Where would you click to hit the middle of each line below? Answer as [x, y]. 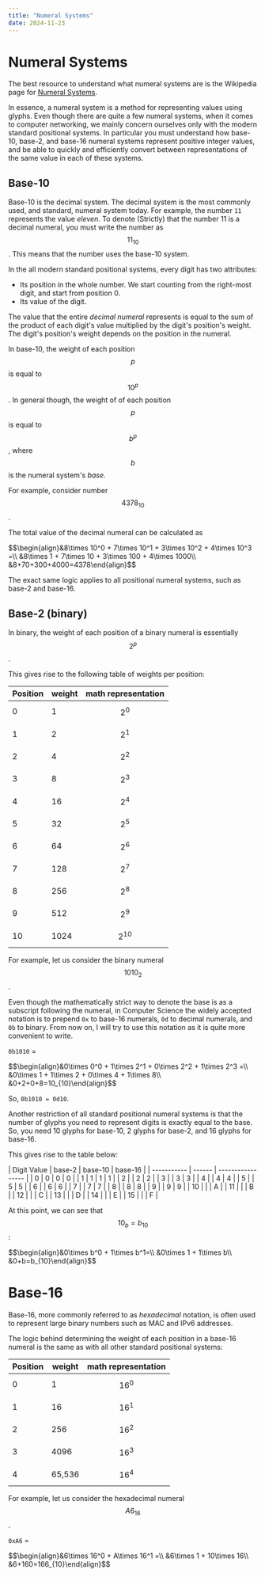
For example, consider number [58, 491]
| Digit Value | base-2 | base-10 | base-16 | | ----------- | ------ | [113, 1170]
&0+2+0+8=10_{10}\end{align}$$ [62, 1083]
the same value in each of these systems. [76, 158]
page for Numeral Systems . [53, 93]
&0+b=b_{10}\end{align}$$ [52, 1260]
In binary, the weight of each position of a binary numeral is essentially [123, 632]
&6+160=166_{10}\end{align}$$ [59, 1564]
